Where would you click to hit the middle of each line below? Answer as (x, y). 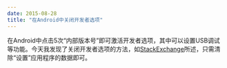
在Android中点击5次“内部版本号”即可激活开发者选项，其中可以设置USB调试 (114, 40)
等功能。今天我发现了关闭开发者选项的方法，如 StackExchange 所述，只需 (111, 49)
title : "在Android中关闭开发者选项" (55, 20)
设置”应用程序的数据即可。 (54, 57)
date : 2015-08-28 (32, 13)
